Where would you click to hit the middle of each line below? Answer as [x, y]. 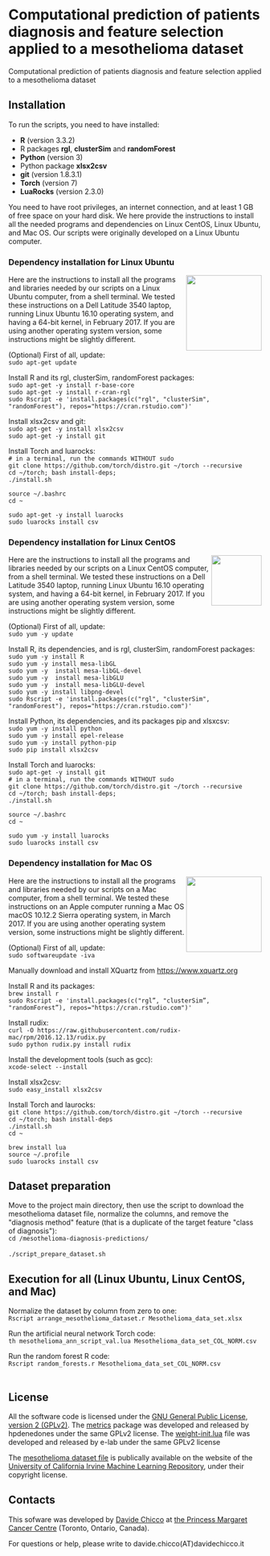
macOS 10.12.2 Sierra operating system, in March [90, 915]
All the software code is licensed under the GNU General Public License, [128, 1417]
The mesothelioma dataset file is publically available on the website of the [131, 1458]
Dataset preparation [59, 1186]
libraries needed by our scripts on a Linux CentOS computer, [108, 568]
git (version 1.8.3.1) [51, 174]
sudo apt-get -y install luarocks [66, 515]
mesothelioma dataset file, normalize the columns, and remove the [119, 1214]
